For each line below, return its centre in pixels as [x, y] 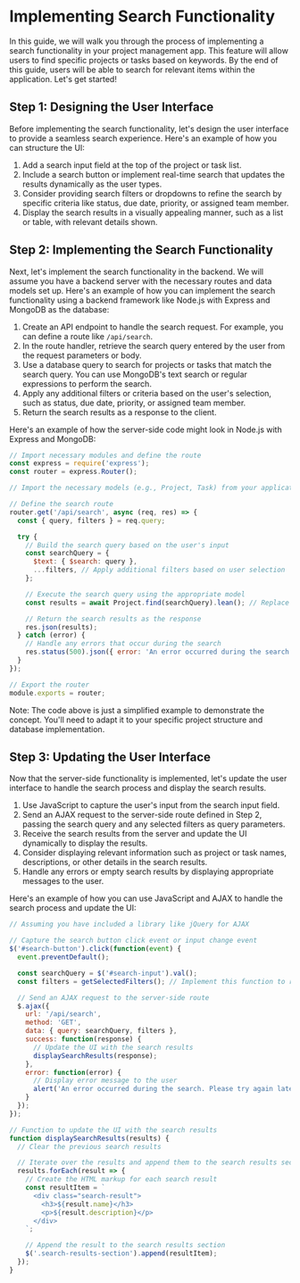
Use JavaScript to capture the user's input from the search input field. [151, 805]
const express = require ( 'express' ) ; [79, 463]
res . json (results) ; [62, 627]
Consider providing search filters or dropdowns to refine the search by [152, 193]
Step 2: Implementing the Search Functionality [142, 250]
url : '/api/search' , [63, 1014]
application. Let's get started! [63, 79]
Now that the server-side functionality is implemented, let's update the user [148, 779]
